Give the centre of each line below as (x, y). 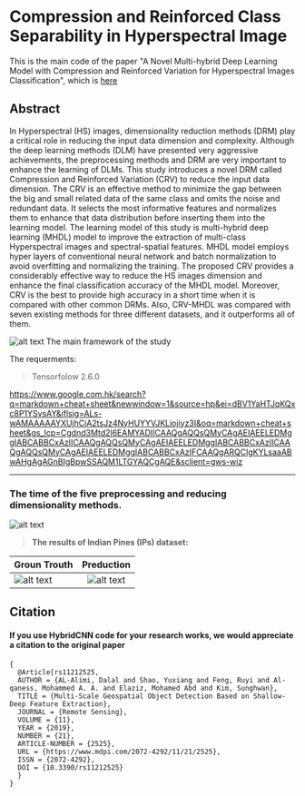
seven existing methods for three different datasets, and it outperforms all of (152, 314)
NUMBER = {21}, (46, 736)
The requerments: (43, 359)
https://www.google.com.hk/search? (78, 394)
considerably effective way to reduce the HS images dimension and (136, 275)
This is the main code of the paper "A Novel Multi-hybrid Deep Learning (144, 61)
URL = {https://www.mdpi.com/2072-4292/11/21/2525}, (119, 752)
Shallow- (269, 696)
